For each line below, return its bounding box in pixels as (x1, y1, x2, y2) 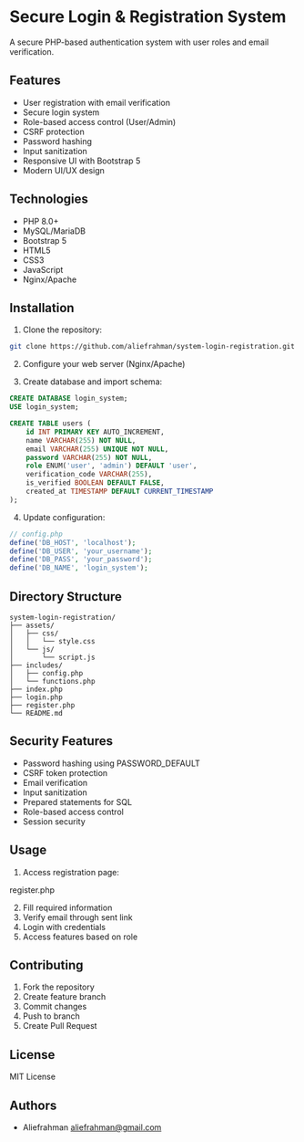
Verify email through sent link (22, 911, 134, 923)
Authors (9, 1097, 57, 1113)
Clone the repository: (22, 324, 103, 335)
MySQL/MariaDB (22, 225, 86, 236)
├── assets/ (9, 621, 55, 630)
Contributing (9, 957, 84, 973)
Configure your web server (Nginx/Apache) (22, 359, 186, 370)
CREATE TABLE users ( (9, 419, 92, 428)
